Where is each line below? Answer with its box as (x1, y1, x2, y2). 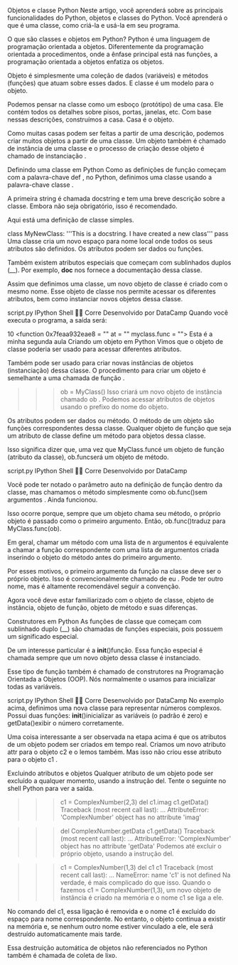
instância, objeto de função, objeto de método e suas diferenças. (7, 603, 198, 612)
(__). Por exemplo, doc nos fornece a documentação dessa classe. (7, 266, 202, 274)
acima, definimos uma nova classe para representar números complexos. (7, 703, 222, 712)
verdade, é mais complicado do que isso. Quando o (60, 878, 211, 887)
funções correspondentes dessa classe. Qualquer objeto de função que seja (7, 424, 232, 432)
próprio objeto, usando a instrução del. (60, 849, 174, 858)
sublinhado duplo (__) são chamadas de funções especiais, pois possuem (7, 625, 223, 633)
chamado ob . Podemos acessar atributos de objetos (60, 395, 215, 404)
